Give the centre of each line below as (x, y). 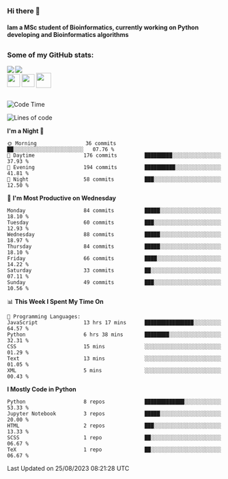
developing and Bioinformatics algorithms (68, 34)
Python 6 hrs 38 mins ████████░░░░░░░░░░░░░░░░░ (114, 335)
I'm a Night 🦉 (26, 131)
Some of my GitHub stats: (51, 55)
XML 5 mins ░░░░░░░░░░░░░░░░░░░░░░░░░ (114, 370)
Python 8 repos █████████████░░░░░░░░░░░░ (114, 402)
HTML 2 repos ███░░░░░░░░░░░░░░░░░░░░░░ (114, 426)
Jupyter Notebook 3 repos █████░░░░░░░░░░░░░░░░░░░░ (114, 413)
